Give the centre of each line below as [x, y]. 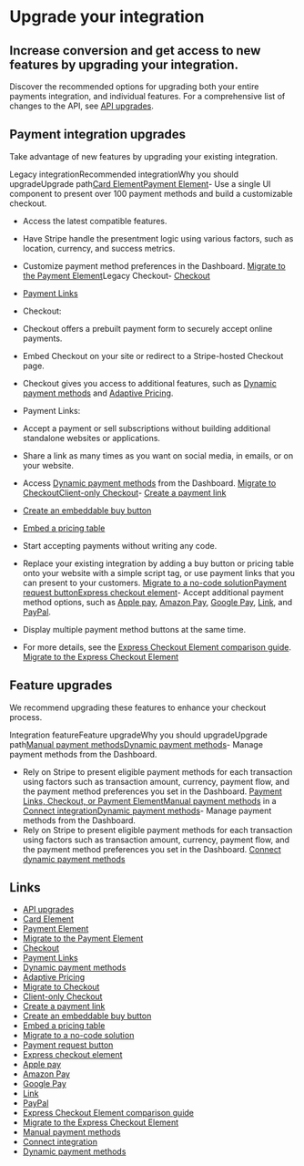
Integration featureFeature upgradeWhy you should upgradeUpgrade [139, 735]
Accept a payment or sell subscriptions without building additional [147, 428]
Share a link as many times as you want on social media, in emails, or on [158, 455]
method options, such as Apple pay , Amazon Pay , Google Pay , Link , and [157, 602]
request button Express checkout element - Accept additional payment [153, 592]
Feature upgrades [61, 686]
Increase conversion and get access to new [135, 51]
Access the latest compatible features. [95, 221]
